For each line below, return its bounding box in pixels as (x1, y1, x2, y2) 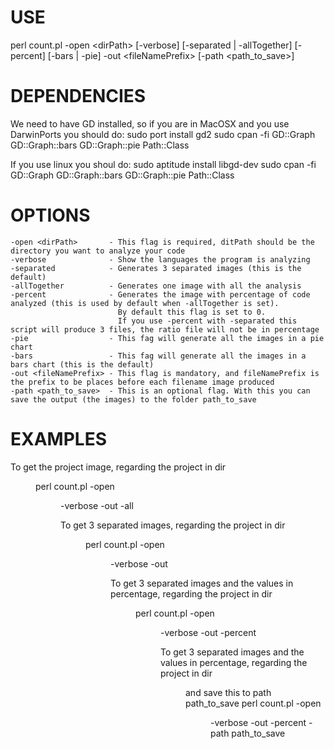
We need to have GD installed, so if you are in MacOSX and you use (10, 117, 290, 130)
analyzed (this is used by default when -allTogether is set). (10, 298, 280, 308)
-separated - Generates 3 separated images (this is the (10, 263, 302, 273)
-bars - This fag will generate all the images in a (10, 351, 307, 361)
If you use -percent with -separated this (117, 316, 298, 326)
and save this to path (185, 686, 272, 698)
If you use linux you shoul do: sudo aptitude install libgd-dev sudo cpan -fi (10, 158, 317, 170)
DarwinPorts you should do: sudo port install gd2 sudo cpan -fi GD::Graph (10, 128, 316, 140)
